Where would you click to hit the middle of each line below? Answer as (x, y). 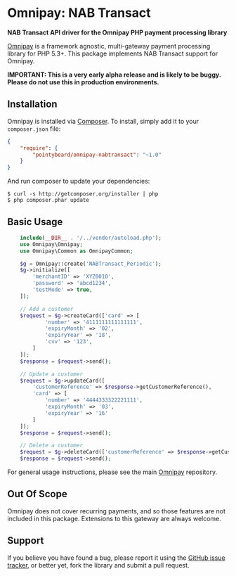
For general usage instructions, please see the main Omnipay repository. (112, 472)
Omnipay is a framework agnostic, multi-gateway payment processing (109, 46)
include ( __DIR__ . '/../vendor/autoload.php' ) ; (91, 238)
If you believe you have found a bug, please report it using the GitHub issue (117, 558)
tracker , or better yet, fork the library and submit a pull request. (98, 565)
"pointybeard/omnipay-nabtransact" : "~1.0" (97, 155)
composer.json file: (34, 129)
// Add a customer (47, 309)
